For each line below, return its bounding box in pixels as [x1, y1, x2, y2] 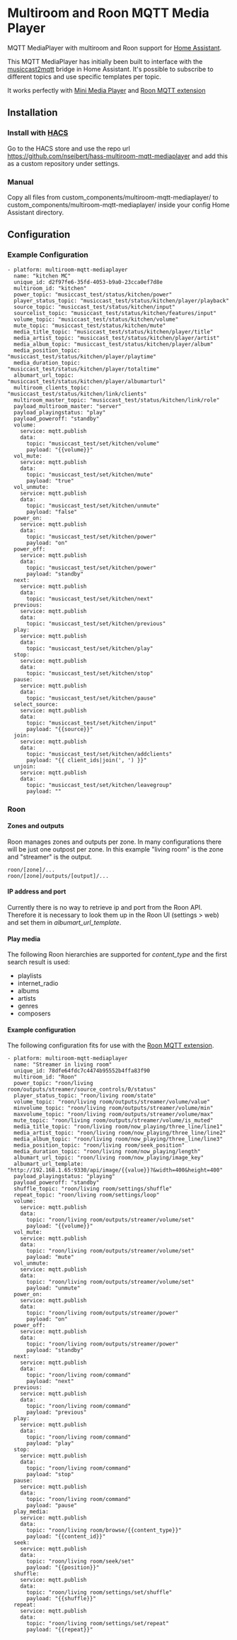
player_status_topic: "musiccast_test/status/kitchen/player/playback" [13, 297, 230, 304]
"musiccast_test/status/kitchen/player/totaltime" [7, 365, 160, 373]
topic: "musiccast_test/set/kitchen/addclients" [25, 750, 173, 757]
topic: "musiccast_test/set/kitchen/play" [25, 644, 154, 652]
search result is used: [7, 958, 70, 967]
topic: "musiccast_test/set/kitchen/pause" [25, 694, 157, 702]
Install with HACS [7, 128, 69, 138]
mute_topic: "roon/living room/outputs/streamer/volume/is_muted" [13, 1117, 214, 1124]
